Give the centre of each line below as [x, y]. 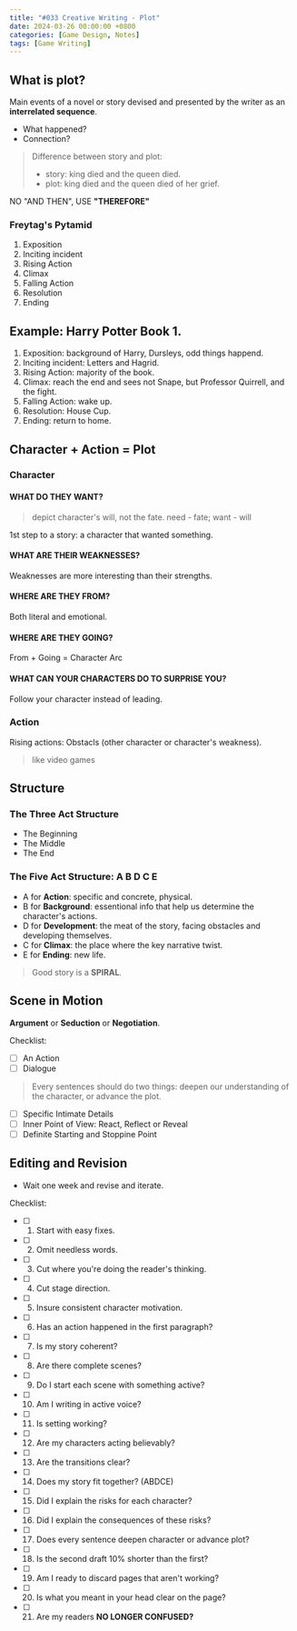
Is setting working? [71, 1423]
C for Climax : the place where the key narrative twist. [123, 945]
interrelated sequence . [54, 112]
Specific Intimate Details [68, 1114]
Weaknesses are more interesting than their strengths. [111, 575]
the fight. [40, 392]
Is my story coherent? [77, 1346]
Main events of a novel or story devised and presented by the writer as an [148, 102]
